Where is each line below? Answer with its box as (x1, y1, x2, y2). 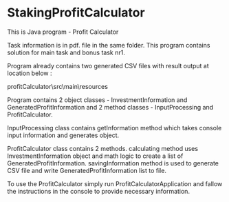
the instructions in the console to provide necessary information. (7, 187, 190, 195)
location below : (7, 69, 53, 77)
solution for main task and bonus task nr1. (7, 48, 125, 57)
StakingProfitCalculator (7, 5, 146, 21)
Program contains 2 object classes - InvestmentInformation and (7, 95, 188, 104)
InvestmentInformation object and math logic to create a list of (7, 152, 184, 160)
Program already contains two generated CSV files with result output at (7, 61, 210, 70)
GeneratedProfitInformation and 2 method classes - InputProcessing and (7, 103, 214, 111)
